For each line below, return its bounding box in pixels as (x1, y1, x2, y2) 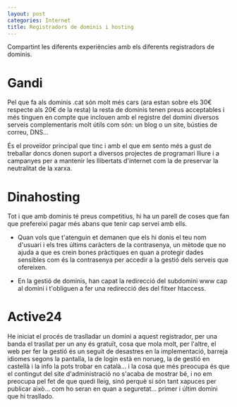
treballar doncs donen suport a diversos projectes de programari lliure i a (7, 149, 220, 158)
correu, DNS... (7, 128, 49, 137)
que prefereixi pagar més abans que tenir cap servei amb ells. (7, 220, 188, 228)
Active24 (7, 309, 62, 325)
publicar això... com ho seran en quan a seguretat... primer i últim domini (7, 384, 219, 393)
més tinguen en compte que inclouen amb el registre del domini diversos (7, 113, 219, 122)
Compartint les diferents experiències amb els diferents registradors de (7, 43, 215, 51)
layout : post (7, 10, 46, 18)
